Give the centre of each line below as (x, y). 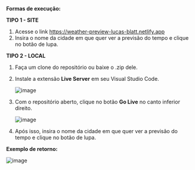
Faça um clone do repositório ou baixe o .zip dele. (76, 67)
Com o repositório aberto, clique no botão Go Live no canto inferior (97, 102)
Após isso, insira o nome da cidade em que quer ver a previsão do (96, 131)
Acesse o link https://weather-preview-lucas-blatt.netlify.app (90, 32)
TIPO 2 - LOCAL (26, 56)
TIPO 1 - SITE (22, 20)
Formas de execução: (33, 9)
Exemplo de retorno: (32, 149)
